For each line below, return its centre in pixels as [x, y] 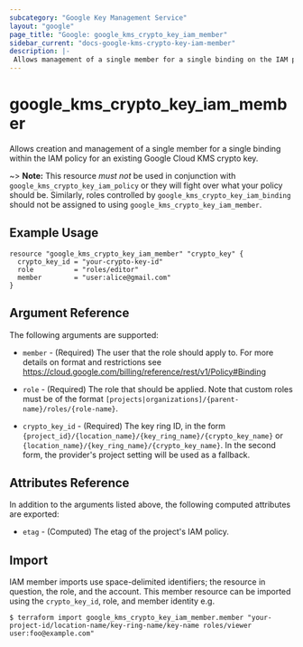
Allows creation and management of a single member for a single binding [145, 148]
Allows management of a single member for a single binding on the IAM [151, 60]
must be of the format [63, 399]
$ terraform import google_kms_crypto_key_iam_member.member [127, 618]
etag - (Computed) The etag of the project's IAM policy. [126, 532]
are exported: [35, 514]
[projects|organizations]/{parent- [172, 399]
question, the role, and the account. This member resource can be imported [150, 592]
